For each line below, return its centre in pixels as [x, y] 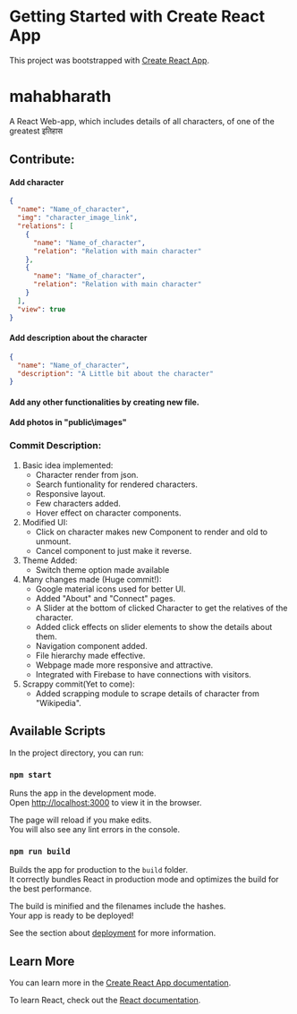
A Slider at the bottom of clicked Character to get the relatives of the [161, 608]
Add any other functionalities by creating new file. [104, 402]
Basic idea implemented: [68, 465]
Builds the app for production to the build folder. [99, 870]
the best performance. [51, 889]
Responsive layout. [70, 493]
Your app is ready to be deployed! [72, 916]
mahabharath [60, 97]
